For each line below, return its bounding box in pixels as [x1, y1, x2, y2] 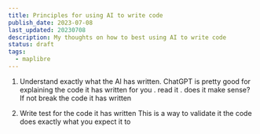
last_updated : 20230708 [8, 26, 86, 34]
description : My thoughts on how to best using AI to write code [8, 33, 226, 42]
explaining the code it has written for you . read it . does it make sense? [19, 85, 251, 94]
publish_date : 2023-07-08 [8, 19, 93, 27]
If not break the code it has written [19, 93, 132, 103]
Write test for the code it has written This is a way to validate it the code [19, 108, 253, 118]
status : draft [8, 41, 55, 49]
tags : [8, 48, 26, 56]
